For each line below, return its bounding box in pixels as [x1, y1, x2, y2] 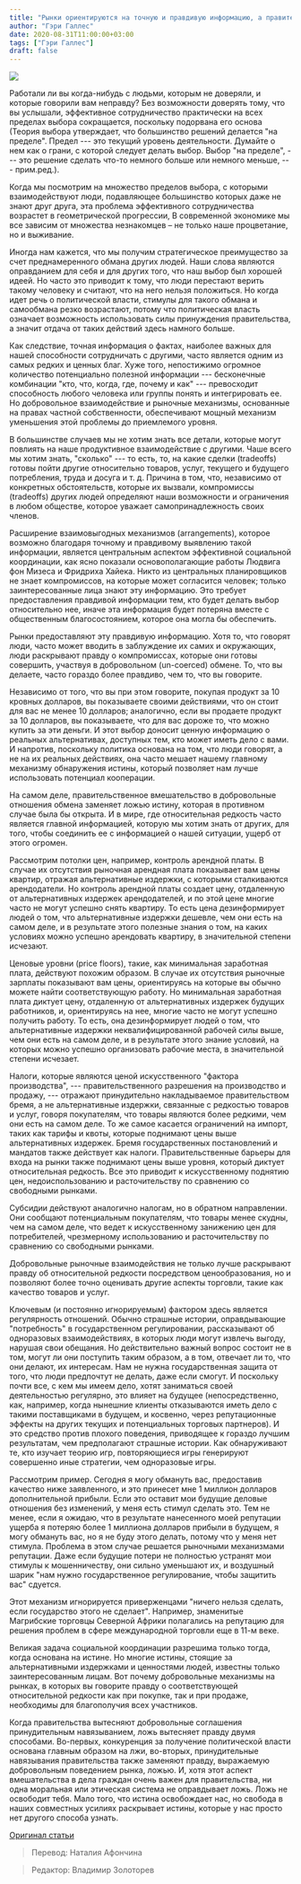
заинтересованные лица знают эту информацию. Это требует [9, 585, 246, 596]
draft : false [9, 47, 58, 56]
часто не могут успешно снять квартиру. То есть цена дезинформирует [9, 903, 285, 914]
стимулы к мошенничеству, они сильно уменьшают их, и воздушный [9, 1560, 275, 1571]
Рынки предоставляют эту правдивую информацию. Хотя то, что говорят [9, 631, 291, 642]
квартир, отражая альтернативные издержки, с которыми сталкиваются [9, 874, 288, 885]
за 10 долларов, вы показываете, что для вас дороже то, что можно [9, 715, 271, 726]
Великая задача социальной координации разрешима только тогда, [9, 1643, 271, 1653]
